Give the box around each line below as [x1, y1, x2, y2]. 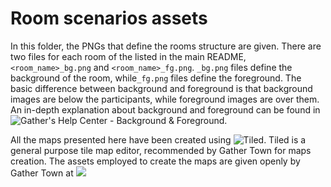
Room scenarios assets [10, 7, 208, 30]
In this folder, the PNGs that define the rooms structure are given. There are [10, 40, 322, 52]
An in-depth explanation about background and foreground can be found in [10, 103, 321, 116]
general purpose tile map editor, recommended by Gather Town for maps [10, 144, 312, 156]
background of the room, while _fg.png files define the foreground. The [10, 72, 302, 84]
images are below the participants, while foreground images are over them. [10, 93, 320, 105]
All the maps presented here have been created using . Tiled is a [10, 133, 307, 146]
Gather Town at [10, 167, 74, 179]
